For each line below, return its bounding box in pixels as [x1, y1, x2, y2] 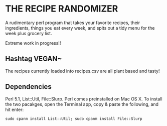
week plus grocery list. [5, 30, 52, 36]
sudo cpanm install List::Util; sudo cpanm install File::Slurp [5, 116, 142, 121]
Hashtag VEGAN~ [5, 55, 62, 63]
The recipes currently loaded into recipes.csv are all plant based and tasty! [5, 68, 160, 74]
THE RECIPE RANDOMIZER [5, 3, 118, 15]
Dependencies [5, 82, 52, 91]
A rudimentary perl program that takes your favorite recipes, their [5, 20, 140, 26]
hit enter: [5, 106, 24, 112]
